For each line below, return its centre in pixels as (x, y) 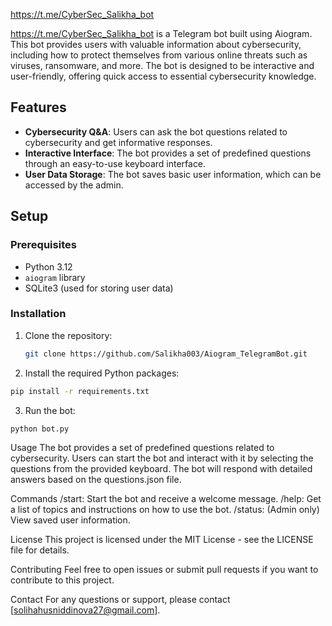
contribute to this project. (62, 580)
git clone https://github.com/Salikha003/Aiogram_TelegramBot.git (166, 354)
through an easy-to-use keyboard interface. (115, 163)
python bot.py (40, 429)
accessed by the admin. (74, 185)
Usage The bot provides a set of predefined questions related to (142, 448)
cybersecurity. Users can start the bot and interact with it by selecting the (162, 458)
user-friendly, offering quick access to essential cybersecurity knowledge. (163, 76)
